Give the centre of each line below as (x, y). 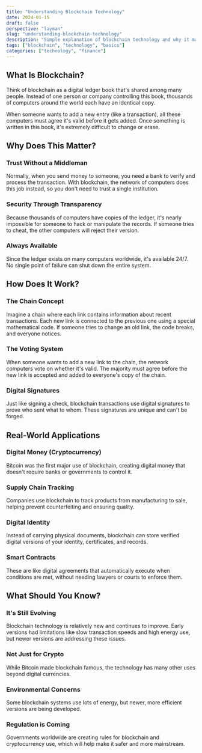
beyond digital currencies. (38, 674)
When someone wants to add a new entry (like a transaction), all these (93, 114)
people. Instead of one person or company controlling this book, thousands (99, 96)
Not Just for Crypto (35, 654)
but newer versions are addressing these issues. (66, 639)
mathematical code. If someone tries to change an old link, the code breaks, (100, 327)
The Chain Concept (35, 301)
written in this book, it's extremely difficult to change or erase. (83, 127)
